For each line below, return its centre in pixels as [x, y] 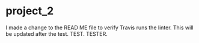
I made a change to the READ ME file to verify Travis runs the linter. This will [99, 27]
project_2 [30, 11]
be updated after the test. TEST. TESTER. [57, 33]
